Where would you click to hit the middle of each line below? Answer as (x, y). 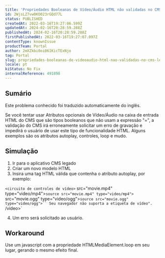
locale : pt (16, 64)
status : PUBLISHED (24, 19)
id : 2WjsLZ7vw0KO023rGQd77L (34, 14)
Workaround (25, 233)
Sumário (18, 94)
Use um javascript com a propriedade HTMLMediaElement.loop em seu (77, 245)
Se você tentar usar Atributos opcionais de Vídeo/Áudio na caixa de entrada (82, 115)
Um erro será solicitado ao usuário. (48, 218)
